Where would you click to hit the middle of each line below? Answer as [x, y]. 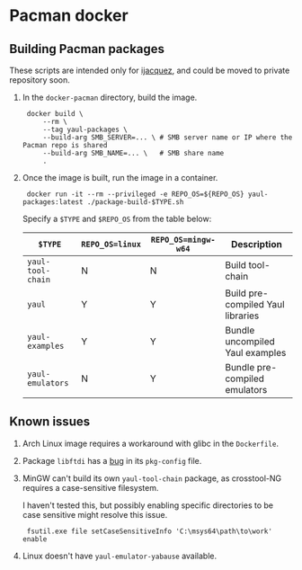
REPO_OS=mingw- [183, 240]
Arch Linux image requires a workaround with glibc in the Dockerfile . [150, 443]
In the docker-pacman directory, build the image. [110, 97]
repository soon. [40, 80]
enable [35, 539]
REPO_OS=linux [111, 244]
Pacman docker [69, 16]
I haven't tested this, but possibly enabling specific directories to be [148, 505]
